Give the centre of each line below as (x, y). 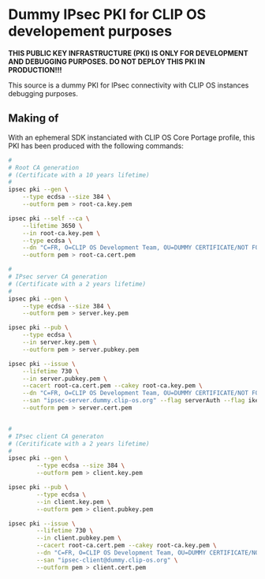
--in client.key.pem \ (74, 502)
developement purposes (90, 31)
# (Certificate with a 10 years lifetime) (79, 175)
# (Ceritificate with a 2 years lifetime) (79, 443)
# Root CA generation (44, 167)
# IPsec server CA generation (58, 277)
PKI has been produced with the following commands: (96, 146)
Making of (34, 119)
